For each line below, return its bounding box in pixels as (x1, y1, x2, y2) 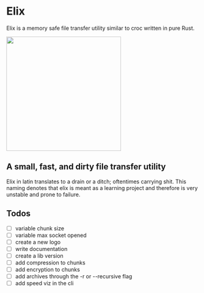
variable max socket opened (15, 231, 87, 239)
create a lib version (15, 252, 64, 259)
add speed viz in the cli (15, 280, 74, 287)
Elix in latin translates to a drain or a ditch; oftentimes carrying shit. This (6, 178, 186, 185)
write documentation (15, 245, 68, 252)
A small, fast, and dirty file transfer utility (6, 161, 166, 172)
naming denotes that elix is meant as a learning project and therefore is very (6, 184, 199, 191)
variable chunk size (15, 224, 65, 232)
